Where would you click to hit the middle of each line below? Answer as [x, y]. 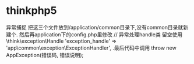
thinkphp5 [31, 11]
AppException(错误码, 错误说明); [45, 55]
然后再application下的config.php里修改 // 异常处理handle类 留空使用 [101, 34]
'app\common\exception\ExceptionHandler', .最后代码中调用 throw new [91, 48]
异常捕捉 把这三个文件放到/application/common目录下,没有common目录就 [95, 27]
